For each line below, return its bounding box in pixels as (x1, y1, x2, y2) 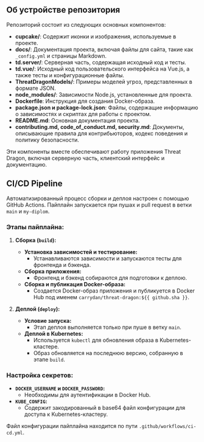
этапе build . (33, 356, 65, 363)
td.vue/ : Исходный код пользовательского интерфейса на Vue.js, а (15, 65, 190, 72)
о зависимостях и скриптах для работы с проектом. (15, 110, 152, 117)
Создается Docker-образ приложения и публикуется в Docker (33, 287, 195, 294)
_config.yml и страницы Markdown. (15, 52, 107, 60)
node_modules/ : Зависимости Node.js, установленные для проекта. (15, 91, 193, 98)
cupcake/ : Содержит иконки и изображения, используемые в (15, 33, 177, 40)
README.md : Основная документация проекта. (15, 117, 140, 124)
